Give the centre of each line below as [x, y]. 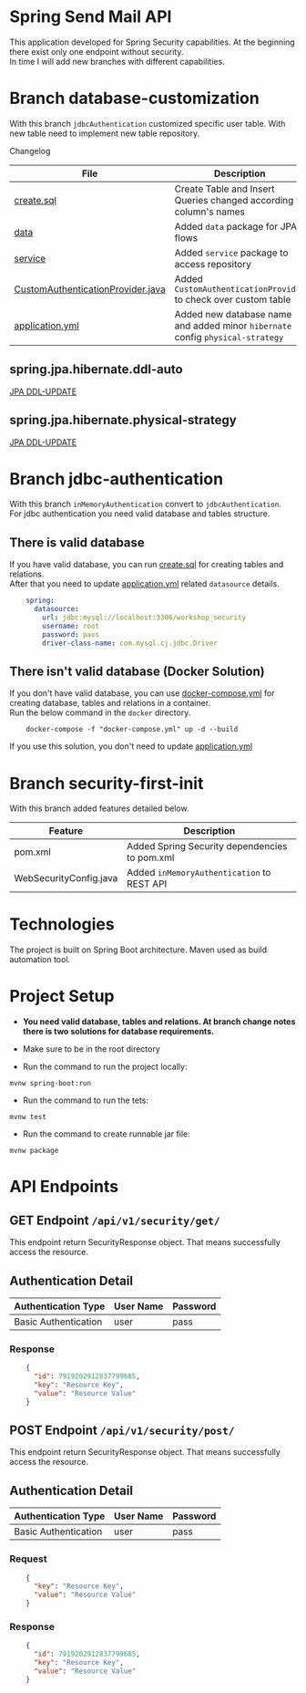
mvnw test [28, 1117]
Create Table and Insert [224, 189]
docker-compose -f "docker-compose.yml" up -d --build [132, 730]
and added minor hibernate [233, 326]
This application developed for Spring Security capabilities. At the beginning [153, 42]
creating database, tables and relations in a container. [110, 703]
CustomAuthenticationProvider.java [90, 289]
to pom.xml [151, 857]
